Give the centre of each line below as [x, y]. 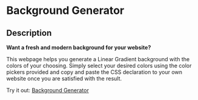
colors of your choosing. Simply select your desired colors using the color [99, 65]
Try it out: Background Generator [48, 90]
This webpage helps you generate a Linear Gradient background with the [98, 59]
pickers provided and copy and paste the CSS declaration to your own [94, 72]
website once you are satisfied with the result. [64, 78]
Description [29, 33]
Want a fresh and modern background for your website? [79, 47]
